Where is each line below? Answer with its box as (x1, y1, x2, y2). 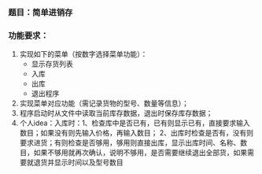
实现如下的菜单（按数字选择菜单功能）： (19, 50, 148, 59)
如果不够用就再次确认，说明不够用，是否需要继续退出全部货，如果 (33, 148, 248, 157)
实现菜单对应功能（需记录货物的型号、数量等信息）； (19, 98, 189, 108)
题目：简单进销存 (8, 6, 73, 17)
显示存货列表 (31, 59, 73, 68)
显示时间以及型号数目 (54, 157, 124, 167)
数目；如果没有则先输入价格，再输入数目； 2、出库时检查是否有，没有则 (19, 128, 254, 138)
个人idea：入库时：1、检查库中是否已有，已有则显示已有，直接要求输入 (19, 118, 250, 128)
